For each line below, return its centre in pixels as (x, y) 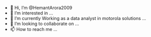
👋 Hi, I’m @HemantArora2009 (41, 8)
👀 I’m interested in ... (32, 13)
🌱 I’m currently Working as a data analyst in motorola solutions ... (78, 18)
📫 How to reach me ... (34, 29)
